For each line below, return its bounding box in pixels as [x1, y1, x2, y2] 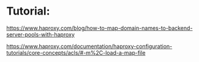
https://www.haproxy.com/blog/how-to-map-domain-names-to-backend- [6, 24, 193, 32]
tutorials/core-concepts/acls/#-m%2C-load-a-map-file [6, 49, 146, 56]
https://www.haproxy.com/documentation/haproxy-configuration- [6, 43, 173, 50]
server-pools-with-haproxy [6, 30, 75, 38]
